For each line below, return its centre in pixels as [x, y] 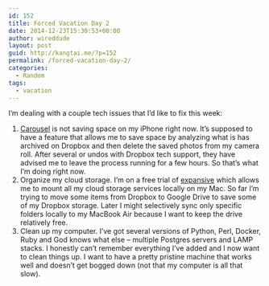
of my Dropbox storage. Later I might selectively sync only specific [131, 206]
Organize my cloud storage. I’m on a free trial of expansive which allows [139, 180]
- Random [30, 76]
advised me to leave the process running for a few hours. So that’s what [139, 163]
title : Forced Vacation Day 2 [59, 23]
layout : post [30, 46]
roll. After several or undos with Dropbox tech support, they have [128, 154]
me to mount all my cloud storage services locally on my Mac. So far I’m [139, 189]
